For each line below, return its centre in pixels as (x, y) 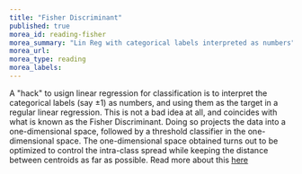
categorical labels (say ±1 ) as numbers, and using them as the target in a (144, 102)
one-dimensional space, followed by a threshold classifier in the (128, 131)
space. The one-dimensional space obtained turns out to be (167, 141)
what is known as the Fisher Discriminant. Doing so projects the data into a (147, 121)
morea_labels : (36, 68)
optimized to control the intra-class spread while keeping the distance (139, 150)
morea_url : (30, 51)
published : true (40, 26)
